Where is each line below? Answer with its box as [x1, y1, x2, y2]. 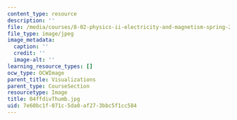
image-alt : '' [13, 56, 55, 64]
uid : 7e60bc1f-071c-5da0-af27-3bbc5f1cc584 [7, 102, 138, 109]
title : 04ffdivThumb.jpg [7, 96, 80, 103]
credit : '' [13, 50, 46, 57]
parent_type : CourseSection [7, 83, 90, 90]
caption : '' [13, 43, 49, 50]
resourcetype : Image [7, 89, 68, 96]
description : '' [7, 17, 55, 24]
